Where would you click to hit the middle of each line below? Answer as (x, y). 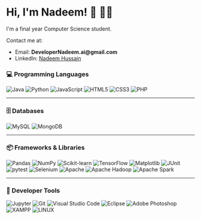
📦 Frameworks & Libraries (45, 148)
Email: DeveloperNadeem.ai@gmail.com (66, 52)
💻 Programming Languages (48, 74)
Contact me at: (25, 40)
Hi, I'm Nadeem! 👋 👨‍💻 (60, 12)
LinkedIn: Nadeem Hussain (48, 58)
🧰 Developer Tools (33, 190)
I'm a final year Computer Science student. (59, 29)
